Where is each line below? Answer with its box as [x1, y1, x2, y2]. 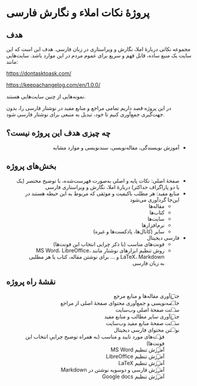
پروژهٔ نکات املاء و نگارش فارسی [6, 6, 150, 20]
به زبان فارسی [132, 260, 165, 267]
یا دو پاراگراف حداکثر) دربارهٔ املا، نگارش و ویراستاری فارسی [45, 183, 180, 190]
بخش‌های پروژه [6, 161, 57, 171]
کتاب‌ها [149, 209, 165, 216]
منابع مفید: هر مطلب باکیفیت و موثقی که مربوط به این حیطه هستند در [24, 190, 180, 197]
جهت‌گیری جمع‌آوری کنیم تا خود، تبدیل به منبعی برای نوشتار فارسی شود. [6, 111, 165, 118]
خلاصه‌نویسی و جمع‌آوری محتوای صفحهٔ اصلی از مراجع [60, 299, 180, 307]
